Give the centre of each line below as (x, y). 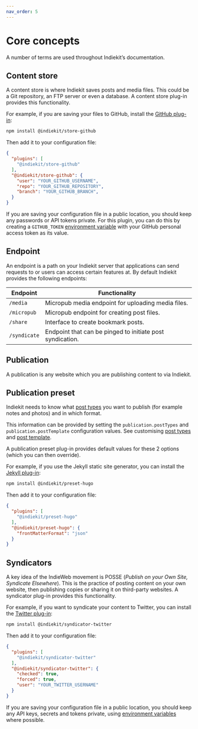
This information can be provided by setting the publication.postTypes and (98, 425)
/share (18, 322)
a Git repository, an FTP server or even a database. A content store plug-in (97, 96)
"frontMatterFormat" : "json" (52, 533)
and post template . (29, 438)
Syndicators (29, 563)
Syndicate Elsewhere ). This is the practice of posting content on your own (96, 584)
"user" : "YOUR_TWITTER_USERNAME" (58, 685)
